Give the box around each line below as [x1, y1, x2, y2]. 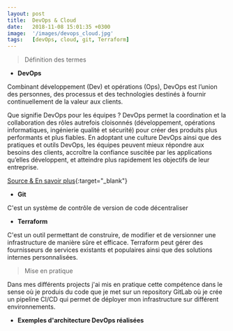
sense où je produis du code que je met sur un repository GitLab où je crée [7, 288, 223, 296]
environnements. [7, 302, 56, 311]
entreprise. [7, 163, 39, 171]
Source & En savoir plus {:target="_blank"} [7, 176, 128, 185]
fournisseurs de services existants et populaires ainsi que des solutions [7, 246, 213, 254]
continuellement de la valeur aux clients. [7, 97, 123, 106]
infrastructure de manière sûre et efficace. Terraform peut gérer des [7, 239, 204, 247]
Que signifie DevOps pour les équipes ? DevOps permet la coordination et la [7, 111, 227, 120]
